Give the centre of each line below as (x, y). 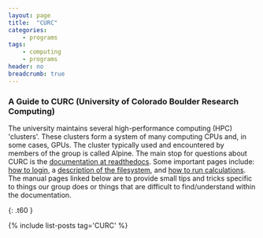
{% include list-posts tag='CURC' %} (68, 225)
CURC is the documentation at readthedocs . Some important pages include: (131, 161)
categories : (28, 30)
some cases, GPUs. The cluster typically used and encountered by (116, 145)
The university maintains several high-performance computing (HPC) (120, 128)
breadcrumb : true (37, 74)
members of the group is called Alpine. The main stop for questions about (128, 153)
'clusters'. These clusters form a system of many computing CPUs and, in (127, 136)
